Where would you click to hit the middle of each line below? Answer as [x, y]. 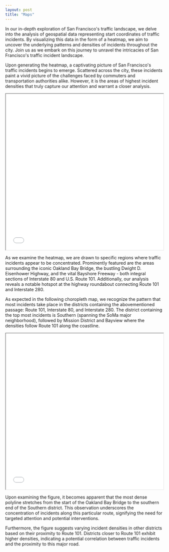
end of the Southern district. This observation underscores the [69, 508]
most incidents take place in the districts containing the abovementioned [80, 304]
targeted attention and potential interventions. [52, 518]
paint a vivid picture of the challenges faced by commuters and [70, 75]
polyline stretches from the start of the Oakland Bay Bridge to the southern [82, 502]
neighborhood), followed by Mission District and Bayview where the [75, 320]
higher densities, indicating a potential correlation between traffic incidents [82, 539]
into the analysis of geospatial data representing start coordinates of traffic [82, 34]
